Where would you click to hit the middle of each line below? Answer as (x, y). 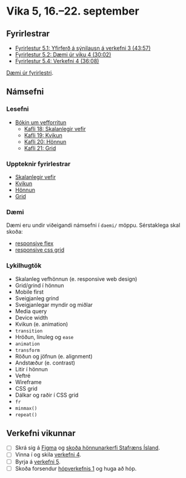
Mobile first (29, 292)
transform (28, 350)
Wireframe (28, 382)
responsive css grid (40, 250)
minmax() (26, 408)
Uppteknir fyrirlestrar (38, 164)
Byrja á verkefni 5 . (38, 462)
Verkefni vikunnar (41, 433)
